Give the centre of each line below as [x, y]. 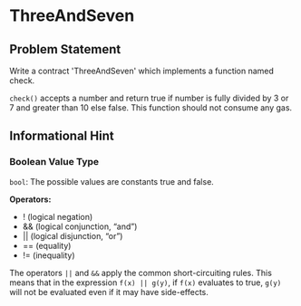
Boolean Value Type [54, 162]
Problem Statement [65, 49]
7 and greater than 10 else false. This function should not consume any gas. [151, 108]
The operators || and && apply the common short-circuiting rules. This [141, 273]
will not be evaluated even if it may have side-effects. [109, 292]
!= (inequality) [49, 255]
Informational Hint [62, 136]
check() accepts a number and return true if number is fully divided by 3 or [149, 98]
